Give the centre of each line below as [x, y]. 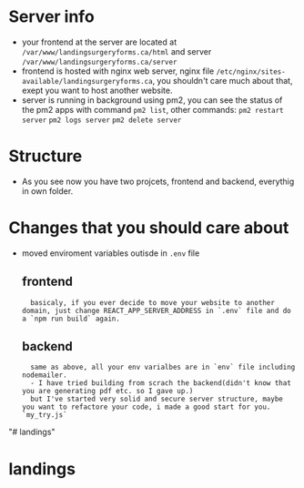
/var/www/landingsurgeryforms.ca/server [99, 62]
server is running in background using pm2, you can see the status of [152, 100]
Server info [51, 17]
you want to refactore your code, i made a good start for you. [146, 407]
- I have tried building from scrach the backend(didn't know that [161, 383]
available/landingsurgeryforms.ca [87, 81]
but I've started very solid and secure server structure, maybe [157, 399]
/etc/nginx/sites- [251, 71]
